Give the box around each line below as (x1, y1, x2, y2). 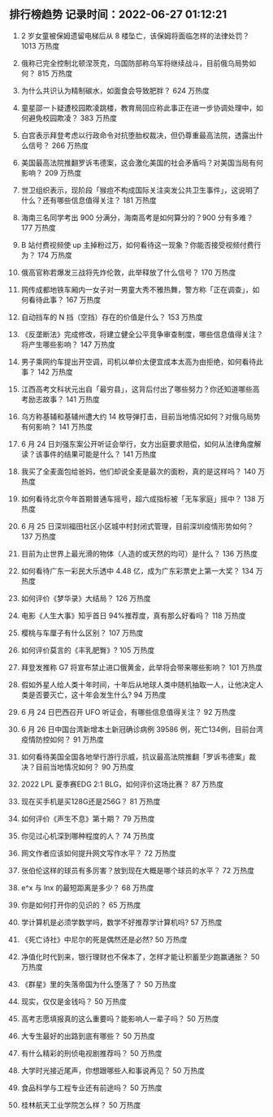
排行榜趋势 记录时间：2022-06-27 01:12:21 (9, 7, 227, 22)
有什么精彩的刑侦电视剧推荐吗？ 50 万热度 (20, 1048, 162, 1058)
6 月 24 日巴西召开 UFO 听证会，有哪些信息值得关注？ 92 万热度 (20, 707, 236, 717)
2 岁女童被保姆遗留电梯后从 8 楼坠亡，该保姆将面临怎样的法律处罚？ (20, 31, 250, 41)
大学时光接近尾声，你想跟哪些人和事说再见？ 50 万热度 (20, 1065, 206, 1075)
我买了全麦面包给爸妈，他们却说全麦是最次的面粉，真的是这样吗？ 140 (20, 466, 257, 476)
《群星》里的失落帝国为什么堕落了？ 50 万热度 (20, 979, 177, 989)
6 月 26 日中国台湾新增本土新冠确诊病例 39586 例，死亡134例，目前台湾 (20, 724, 263, 734)
